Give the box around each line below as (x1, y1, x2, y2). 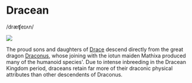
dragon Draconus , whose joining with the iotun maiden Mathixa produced (6, 52, 186, 59)
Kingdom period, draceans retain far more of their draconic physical (6, 65, 173, 72)
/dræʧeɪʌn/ (6, 23, 34, 30)
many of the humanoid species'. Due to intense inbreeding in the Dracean (6, 58, 186, 65)
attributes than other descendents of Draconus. (6, 71, 123, 78)
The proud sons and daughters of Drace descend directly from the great (6, 46, 184, 53)
